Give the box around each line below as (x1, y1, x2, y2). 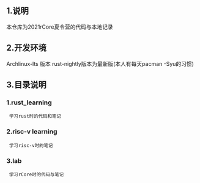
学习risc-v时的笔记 (9, 142, 53, 148)
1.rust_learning (6, 98, 52, 107)
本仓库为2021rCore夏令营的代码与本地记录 (6, 23, 113, 30)
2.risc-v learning (6, 127, 57, 136)
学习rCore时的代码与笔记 (9, 171, 64, 178)
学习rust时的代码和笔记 (9, 113, 61, 120)
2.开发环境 (6, 43, 47, 53)
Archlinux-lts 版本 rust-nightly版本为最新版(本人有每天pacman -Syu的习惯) (6, 60, 194, 67)
